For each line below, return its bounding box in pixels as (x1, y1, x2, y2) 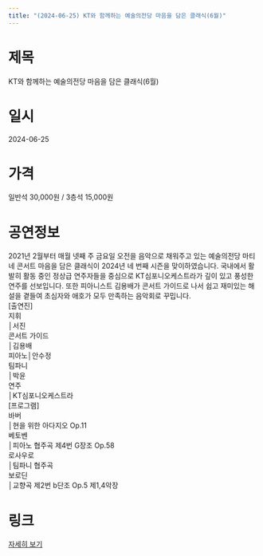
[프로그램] (8, 400, 40, 411)
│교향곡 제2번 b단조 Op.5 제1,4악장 (8, 480, 119, 491)
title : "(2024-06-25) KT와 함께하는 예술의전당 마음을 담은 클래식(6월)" (8, 11, 226, 20)
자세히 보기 (8, 539, 43, 549)
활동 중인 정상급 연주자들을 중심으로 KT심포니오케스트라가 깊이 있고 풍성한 (22, 271, 253, 281)
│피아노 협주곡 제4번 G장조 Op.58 (8, 440, 115, 451)
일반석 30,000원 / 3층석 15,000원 (8, 192, 114, 202)
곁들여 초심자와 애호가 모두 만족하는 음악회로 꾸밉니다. (22, 291, 191, 301)
